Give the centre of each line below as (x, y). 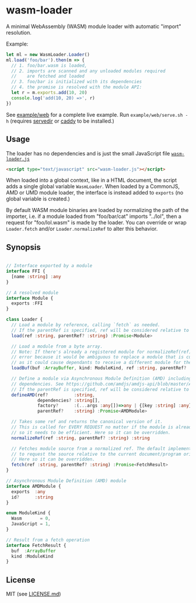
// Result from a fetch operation (48, 540)
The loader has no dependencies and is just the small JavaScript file (88, 153)
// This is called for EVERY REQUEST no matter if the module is (92, 427)
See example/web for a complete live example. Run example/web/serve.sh (94, 115)
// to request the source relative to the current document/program (96, 454)
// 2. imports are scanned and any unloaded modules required (88, 71)
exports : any (28, 491)
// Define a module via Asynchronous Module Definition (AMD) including (101, 379)
